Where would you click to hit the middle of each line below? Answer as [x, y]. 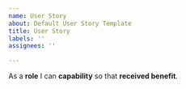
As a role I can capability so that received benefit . [93, 76]
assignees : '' [32, 46]
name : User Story [38, 16]
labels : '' [27, 38]
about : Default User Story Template [70, 23]
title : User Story [39, 31]
